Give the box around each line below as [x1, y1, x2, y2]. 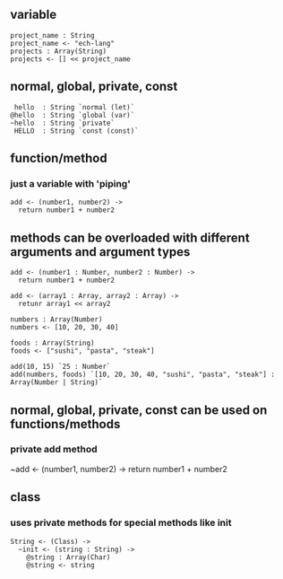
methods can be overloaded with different [10, 230, 250, 245]
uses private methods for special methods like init [10, 516, 232, 529]
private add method [10, 443, 98, 456]
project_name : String [10, 31, 95, 39]
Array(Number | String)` [10, 378, 103, 387]
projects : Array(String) [10, 47, 107, 56]
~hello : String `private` [10, 118, 116, 127]
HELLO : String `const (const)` [13, 126, 140, 136]
